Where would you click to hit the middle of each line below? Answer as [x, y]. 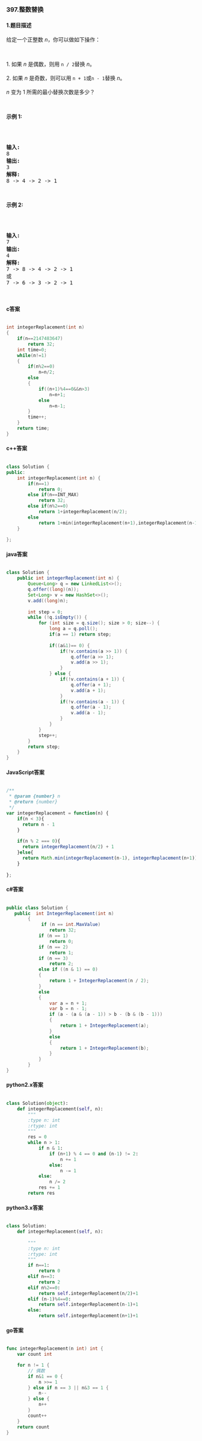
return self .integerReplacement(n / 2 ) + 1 [88, 1293]
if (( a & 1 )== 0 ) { [69, 645]
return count [33, 1427]
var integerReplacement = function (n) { [58, 813]
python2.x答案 [25, 1085]
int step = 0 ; [45, 612]
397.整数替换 [25, 9]
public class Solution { [37, 908]
